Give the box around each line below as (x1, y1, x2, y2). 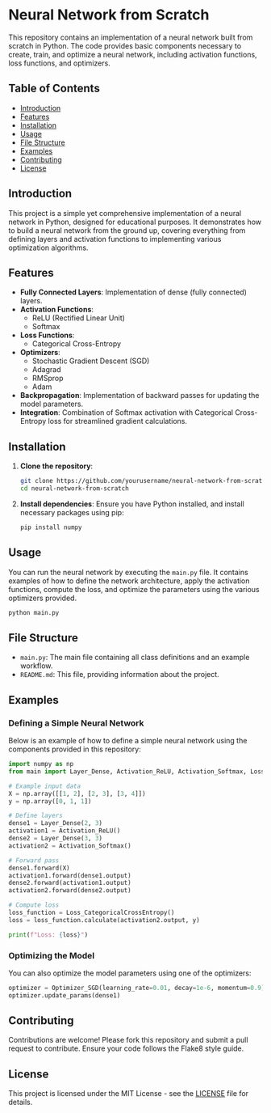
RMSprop (31, 374, 64, 383)
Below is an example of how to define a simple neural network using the (8, 736, 248, 745)
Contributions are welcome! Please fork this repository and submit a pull (8, 1035, 248, 1045)
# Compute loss (8, 901, 60, 909)
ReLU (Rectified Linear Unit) (31, 313, 125, 323)
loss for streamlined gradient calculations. (48, 417, 188, 426)
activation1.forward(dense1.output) (8, 871, 131, 879)
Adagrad (31, 365, 61, 375)
